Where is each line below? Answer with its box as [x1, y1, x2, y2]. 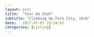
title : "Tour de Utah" [5, 12, 54, 16]
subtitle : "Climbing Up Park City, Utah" [5, 16, 91, 21]
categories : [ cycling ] [5, 25, 51, 30]
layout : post [5, 7, 32, 12]
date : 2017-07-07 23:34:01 [5, 20, 64, 25]
